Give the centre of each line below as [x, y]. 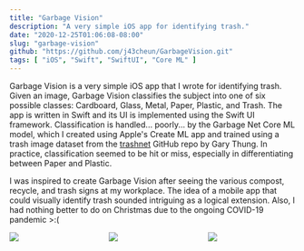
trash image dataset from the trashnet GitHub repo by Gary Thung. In [138, 144]
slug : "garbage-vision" [54, 43]
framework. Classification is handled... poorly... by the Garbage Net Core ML [152, 125]
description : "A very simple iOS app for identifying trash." [129, 26]
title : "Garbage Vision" [56, 18]
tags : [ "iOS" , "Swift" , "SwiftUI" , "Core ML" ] [103, 60]
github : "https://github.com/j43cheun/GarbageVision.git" [121, 52]
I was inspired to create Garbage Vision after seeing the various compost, [147, 181]
